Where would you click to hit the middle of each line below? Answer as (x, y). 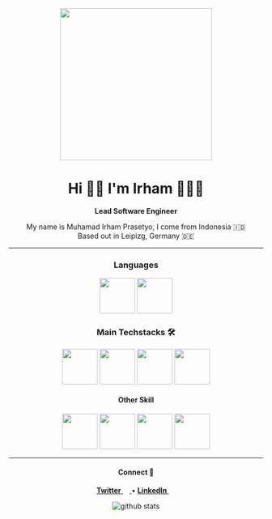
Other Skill (136, 400)
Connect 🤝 (136, 472)
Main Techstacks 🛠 (136, 333)
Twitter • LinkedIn (132, 490)
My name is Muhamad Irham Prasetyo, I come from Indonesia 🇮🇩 (136, 227)
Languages (136, 265)
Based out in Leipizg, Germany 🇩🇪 (136, 236)
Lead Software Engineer (136, 211)
